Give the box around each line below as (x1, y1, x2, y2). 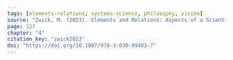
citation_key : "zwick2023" (7, 36, 85, 43)
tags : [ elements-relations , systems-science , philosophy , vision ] (7, 10, 203, 17)
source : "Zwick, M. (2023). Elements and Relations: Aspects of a (7, 17, 203, 23)
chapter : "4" (7, 29, 45, 37)
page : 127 (7, 23, 36, 30)
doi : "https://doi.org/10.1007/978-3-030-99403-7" (7, 42, 157, 49)
